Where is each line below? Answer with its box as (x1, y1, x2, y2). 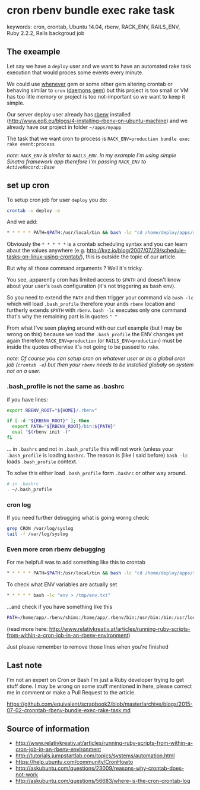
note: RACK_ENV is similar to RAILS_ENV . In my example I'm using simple (7, 151, 177, 159)
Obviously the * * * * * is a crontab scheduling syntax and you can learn (7, 241, 188, 248)
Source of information (7, 723, 90, 734)
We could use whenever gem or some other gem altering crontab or (7, 80, 173, 87)
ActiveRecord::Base (7, 164, 55, 170)
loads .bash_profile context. (7, 458, 78, 465)
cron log (7, 500, 31, 508)
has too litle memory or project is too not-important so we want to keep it (7, 93, 186, 100)
